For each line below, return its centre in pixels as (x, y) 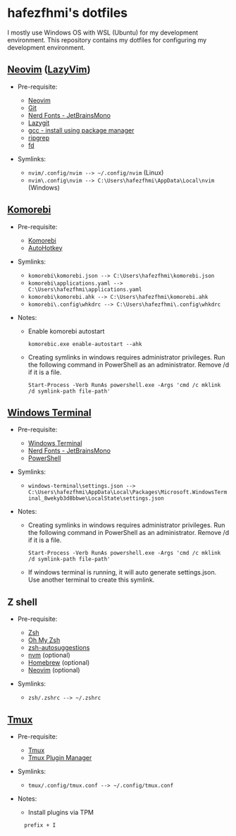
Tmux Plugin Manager (60, 758)
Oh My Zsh (44, 640)
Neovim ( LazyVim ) (49, 69)
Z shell (22, 602)
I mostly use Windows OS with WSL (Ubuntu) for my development (103, 32)
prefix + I (40, 825)
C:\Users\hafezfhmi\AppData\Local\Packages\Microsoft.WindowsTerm (128, 492)
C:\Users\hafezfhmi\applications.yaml (85, 289)
